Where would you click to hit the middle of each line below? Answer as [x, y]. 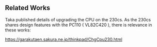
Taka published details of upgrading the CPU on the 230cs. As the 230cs [78, 19]
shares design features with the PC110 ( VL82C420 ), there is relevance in [79, 25]
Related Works [28, 8]
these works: [18, 30]
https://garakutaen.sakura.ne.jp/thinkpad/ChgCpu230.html [64, 39]
